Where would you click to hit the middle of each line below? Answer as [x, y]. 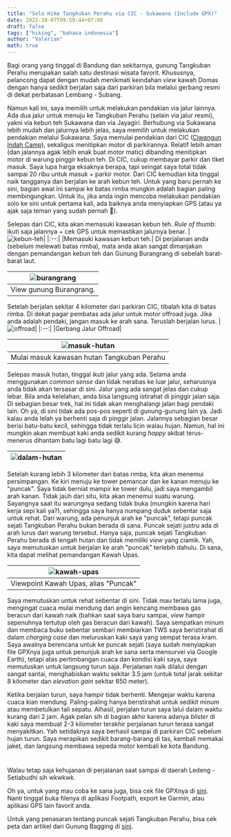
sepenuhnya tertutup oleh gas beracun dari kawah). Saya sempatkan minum [115, 623]
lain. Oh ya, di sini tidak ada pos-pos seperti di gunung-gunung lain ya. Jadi [114, 411]
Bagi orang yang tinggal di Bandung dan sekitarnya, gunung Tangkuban [109, 65]
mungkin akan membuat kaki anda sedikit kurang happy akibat [96, 433]
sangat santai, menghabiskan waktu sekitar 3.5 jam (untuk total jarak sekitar [115, 674]
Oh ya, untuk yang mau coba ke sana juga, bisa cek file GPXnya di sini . [108, 791]
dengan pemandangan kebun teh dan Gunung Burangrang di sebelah [106, 253]
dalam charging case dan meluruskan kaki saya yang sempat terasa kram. [113, 637]
